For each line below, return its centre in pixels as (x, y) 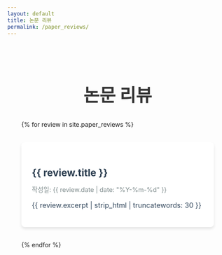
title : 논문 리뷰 (30, 20)
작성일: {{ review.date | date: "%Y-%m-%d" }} (99, 190)
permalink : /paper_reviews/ (48, 27)
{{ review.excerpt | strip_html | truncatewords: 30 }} (117, 205)
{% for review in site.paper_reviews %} (78, 125)
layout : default (31, 14)
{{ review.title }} (70, 172)
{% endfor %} (41, 245)
